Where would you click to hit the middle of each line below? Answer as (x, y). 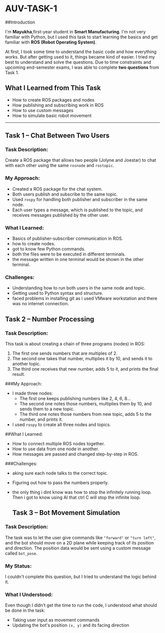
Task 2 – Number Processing (50, 319)
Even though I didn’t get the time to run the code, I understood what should (81, 605)
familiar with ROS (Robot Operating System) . (51, 42)
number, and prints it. (41, 419)
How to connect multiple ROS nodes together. (58, 444)
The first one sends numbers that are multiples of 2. (65, 353)
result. (19, 374)
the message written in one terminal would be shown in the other (78, 259)
